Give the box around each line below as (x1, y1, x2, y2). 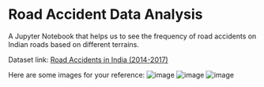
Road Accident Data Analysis (8, 5, 203, 24)
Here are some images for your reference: (8, 70, 145, 79)
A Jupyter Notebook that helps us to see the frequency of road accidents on (8, 31, 257, 41)
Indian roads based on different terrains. (8, 39, 140, 49)
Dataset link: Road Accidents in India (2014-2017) (8, 55, 168, 64)
